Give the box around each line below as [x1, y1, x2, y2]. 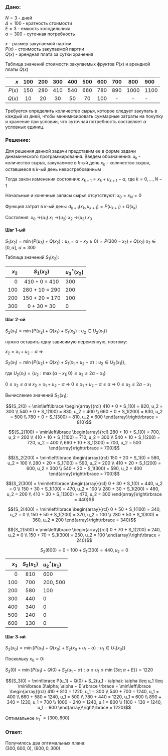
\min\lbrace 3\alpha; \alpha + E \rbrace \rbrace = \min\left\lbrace [17, 683, 151, 689]
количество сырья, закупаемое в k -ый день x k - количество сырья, [5, 160, 150, 167]
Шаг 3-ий [5, 633, 26, 639]
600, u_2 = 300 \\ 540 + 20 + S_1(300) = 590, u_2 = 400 [26, 465, 142, 471]
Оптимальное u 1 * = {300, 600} [5, 714, 70, 722]
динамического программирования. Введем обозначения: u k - [5, 153, 141, 160]
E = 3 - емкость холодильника [5, 26, 71, 32]
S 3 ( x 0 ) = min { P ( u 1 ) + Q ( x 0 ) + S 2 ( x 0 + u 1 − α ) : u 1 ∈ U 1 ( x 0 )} [5, 645, 126, 652]
